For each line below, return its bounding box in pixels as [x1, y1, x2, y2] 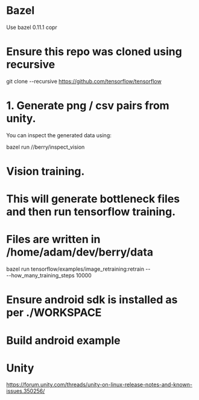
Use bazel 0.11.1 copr [6, 24, 57, 31]
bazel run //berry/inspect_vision [6, 143, 85, 150]
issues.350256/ [6, 387, 45, 395]
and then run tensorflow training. [6, 205, 176, 219]
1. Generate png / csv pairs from [6, 99, 170, 112]
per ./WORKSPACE [6, 306, 102, 320]
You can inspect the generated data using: [6, 131, 112, 139]
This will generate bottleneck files [6, 192, 180, 206]
